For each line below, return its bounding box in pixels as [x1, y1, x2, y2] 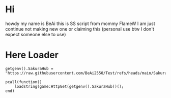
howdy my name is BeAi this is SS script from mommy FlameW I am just [5, 20, 155, 27]
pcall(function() [5, 79, 42, 85]
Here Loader [5, 50, 59, 61]
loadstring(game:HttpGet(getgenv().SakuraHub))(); [14, 84, 124, 89]
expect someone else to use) [5, 31, 66, 37]
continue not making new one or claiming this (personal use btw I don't [5, 26, 154, 32]
